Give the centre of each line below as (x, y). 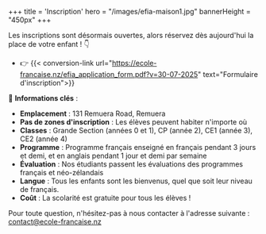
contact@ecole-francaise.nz (55, 222)
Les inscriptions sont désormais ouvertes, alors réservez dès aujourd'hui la (131, 35)
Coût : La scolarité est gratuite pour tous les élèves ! (105, 198)
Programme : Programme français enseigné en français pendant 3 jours (138, 147)
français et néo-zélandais (62, 173)
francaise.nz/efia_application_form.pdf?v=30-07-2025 (109, 74)
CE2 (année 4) (43, 139)
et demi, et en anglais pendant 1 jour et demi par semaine (113, 155)
